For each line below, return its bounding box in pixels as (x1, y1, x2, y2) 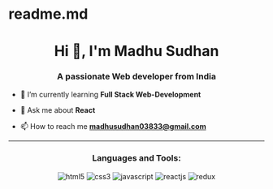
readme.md (8, 5, 89, 24)
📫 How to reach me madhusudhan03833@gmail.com (19, 121, 206, 131)
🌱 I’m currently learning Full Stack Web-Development (19, 89, 201, 99)
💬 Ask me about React (19, 105, 96, 114)
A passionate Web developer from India (56, 71, 217, 82)
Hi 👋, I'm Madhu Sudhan (54, 42, 219, 61)
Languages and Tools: (92, 152, 181, 163)
